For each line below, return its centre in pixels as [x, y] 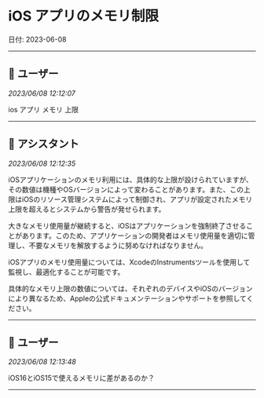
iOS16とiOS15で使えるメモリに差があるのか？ [82, 378]
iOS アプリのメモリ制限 [84, 16]
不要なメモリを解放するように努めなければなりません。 [118, 245]
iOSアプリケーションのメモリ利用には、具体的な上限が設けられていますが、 [131, 179]
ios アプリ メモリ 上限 [43, 109]
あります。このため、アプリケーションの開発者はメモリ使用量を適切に [135, 236]
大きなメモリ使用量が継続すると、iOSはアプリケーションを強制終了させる [127, 225]
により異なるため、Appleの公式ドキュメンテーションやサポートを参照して [127, 298]
